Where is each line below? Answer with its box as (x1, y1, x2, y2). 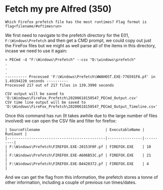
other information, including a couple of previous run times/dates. (5, 179, 137, 185)
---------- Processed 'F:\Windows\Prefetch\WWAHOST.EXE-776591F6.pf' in (5, 74, 156, 79)
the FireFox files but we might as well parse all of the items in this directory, (5, 42, 156, 48)
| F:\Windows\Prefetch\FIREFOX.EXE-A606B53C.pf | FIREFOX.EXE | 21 (5, 152, 151, 158)
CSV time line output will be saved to (5, 100, 86, 105)
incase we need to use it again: (5, 48, 68, 54)
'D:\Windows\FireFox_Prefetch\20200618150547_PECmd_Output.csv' (5, 95, 138, 100)
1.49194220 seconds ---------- (5, 78, 69, 83)
